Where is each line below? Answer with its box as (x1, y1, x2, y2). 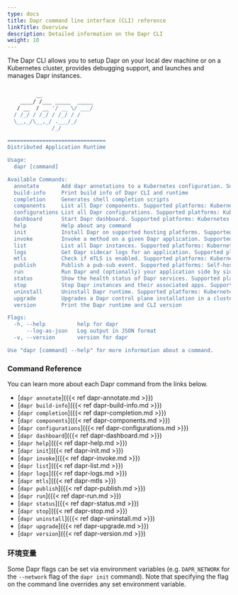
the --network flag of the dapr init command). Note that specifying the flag (7, 572, 229, 581)
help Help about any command (13, 222, 132, 229)
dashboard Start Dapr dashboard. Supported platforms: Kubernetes (13, 216, 230, 223)
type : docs (7, 10, 40, 18)
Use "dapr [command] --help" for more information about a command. (7, 346, 214, 354)
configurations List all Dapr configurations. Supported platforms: (13, 209, 220, 217)
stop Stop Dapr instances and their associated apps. (13, 281, 208, 288)
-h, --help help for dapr (13, 321, 119, 328)
